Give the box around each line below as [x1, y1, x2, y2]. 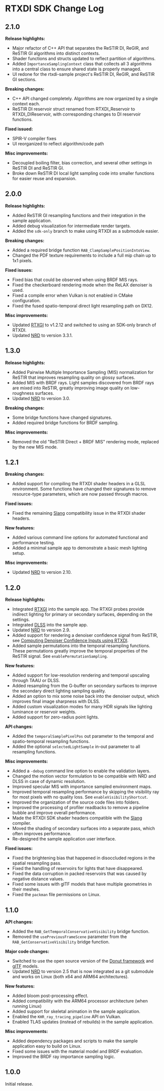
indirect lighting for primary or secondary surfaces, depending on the [12, 611, 153, 618]
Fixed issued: [5, 126, 33, 132]
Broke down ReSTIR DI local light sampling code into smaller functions [12, 170, 155, 176]
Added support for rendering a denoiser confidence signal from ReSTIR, [12, 632, 158, 638]
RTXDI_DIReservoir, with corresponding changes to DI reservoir [12, 111, 141, 117]
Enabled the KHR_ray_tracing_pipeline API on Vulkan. [12, 1014, 121, 1020]
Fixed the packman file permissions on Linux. [12, 892, 101, 898]
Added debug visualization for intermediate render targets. [12, 222, 131, 229]
